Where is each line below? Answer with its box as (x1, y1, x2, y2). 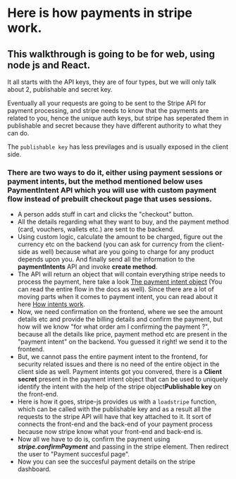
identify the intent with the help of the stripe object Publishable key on (17, 382, 222, 391)
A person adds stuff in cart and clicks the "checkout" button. (17, 210, 194, 219)
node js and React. (7, 59, 91, 71)
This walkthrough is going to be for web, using (7, 48, 215, 60)
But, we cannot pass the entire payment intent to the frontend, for (17, 353, 209, 361)
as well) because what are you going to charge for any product (31, 248, 214, 256)
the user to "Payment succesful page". (17, 450, 130, 459)
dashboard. (17, 465, 51, 473)
